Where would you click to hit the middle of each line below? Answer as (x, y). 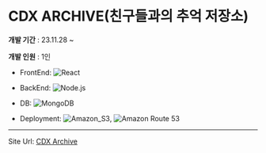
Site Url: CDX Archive (43, 141)
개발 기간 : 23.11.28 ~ (41, 40)
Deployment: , (66, 118)
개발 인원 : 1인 (30, 56)
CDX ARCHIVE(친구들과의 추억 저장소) (129, 16)
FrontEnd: (36, 72)
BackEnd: (35, 87)
